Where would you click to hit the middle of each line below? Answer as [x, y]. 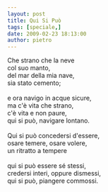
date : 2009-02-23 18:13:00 [47, 34]
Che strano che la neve [41, 60]
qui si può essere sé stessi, [47, 166]
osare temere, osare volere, [47, 143]
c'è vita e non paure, [37, 113]
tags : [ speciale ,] [34, 27]
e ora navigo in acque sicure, [49, 98]
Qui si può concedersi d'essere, [54, 136]
